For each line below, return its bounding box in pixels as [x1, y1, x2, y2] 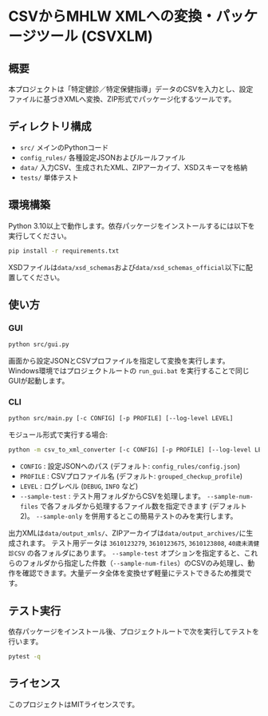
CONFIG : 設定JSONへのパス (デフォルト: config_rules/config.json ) [19, 461, 241, 471]
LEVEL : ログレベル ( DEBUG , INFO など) [19, 481, 139, 491]
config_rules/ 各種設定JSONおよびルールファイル [19, 153, 186, 162]
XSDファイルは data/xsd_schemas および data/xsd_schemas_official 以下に [8, 262, 246, 272]
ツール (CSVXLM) [35, 27, 153, 46]
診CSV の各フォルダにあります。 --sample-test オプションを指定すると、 [8, 548, 245, 558]
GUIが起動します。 [8, 376, 69, 386]
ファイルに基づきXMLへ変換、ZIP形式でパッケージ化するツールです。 [8, 94, 236, 104]
